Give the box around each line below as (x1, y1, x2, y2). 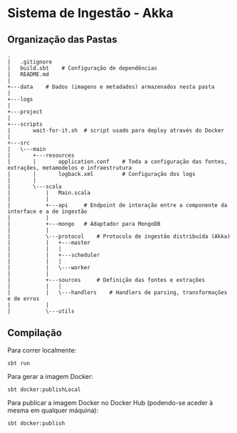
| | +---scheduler (7, 251, 100, 259)
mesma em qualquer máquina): (7, 406, 99, 414)
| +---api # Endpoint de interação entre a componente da (7, 202, 228, 209)
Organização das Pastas (7, 33, 117, 46)
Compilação (7, 327, 63, 339)
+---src (7, 140, 31, 147)
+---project (7, 108, 43, 115)
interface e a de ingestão (7, 208, 88, 215)
